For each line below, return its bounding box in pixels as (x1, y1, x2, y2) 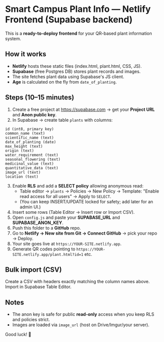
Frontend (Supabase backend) (5, 14, 133, 25)
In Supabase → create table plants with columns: (12, 117, 113, 123)
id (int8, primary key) (5, 126, 54, 132)
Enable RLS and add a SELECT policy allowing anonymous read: (12, 183, 144, 189)
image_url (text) (5, 170, 41, 175)
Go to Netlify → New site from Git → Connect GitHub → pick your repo (12, 230, 157, 236)
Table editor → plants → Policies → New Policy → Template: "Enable (19, 188, 160, 194)
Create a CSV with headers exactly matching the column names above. (5, 279, 150, 285)
